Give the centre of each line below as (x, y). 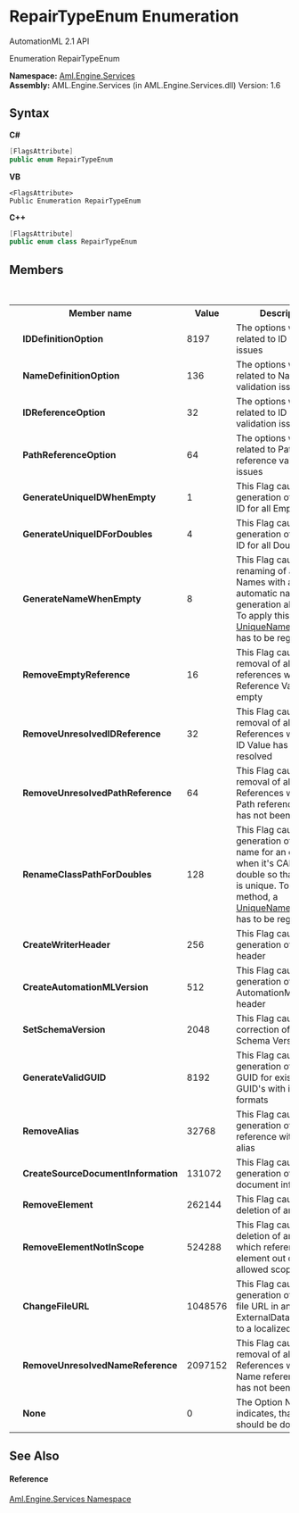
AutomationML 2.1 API (49, 41)
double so (256, 875)
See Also (34, 1456)
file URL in (257, 1307)
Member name (100, 313)
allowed (252, 1269)
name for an (261, 852)
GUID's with (261, 1089)
